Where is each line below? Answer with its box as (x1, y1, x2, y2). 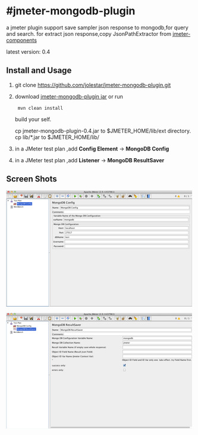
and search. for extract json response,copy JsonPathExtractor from (6, 30, 171, 37)
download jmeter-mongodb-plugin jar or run (14, 92, 123, 100)
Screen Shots (6, 174, 58, 184)
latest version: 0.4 (6, 48, 51, 55)
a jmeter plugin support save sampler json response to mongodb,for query (6, 24, 188, 31)
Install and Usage (6, 66, 72, 76)
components (6, 36, 37, 44)
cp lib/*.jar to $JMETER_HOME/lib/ (14, 133, 100, 141)
